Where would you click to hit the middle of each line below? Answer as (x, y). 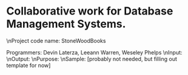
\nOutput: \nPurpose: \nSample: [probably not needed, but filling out (92, 59)
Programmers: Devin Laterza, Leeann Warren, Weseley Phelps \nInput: (95, 52)
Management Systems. (66, 24)
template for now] (29, 65)
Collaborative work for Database (90, 11)
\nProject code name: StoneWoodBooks (56, 41)
